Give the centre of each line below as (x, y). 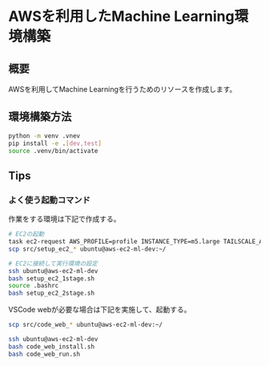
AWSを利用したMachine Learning (121, 16)
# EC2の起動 (26, 234)
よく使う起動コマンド (49, 199)
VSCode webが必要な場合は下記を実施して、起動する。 (100, 310)
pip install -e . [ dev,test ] (55, 143)
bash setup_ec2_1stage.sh (51, 278)
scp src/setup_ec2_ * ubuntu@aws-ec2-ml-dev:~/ (87, 249)
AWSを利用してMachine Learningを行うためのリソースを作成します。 (122, 89)
